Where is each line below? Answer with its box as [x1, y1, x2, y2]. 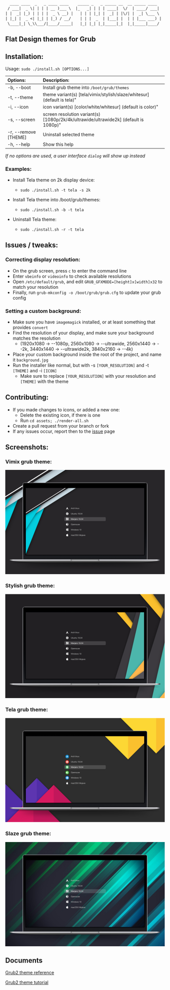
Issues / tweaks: [5, 241, 58, 250]
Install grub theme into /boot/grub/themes [42, 84, 130, 91]
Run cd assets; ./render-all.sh [20, 417, 89, 424]
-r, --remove [7, 129, 36, 135]
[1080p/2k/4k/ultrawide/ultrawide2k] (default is [42, 116, 144, 123]
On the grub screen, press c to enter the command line [12, 267, 127, 274]
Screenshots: [5, 443, 49, 452]
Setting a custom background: [5, 307, 81, 314]
